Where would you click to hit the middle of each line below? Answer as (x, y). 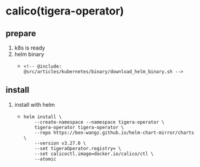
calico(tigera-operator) (65, 11)
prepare (21, 33)
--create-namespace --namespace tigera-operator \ (99, 122)
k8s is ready (30, 48)
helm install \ (42, 117)
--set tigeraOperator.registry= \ (78, 148)
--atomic (46, 159)
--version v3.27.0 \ (60, 143)
